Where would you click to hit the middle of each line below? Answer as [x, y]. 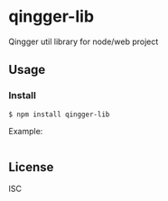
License [31, 167]
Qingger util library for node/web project [84, 41]
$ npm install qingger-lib [59, 114]
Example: [26, 131]
